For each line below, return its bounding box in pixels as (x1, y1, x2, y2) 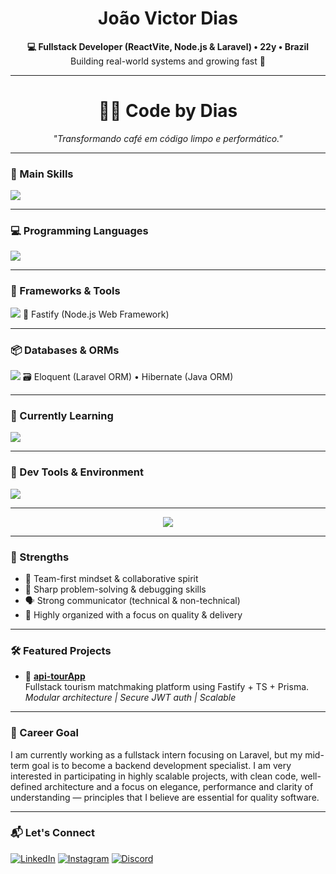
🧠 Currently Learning (10, 408, 114, 422)
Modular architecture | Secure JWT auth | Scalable (24, 692, 237, 704)
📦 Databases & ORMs (10, 343, 120, 357)
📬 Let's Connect (10, 826, 95, 840)
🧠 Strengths (10, 550, 70, 564)
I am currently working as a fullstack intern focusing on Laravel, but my (10, 748, 303, 761)
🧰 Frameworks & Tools (10, 284, 121, 298)
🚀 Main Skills (10, 167, 74, 181)
